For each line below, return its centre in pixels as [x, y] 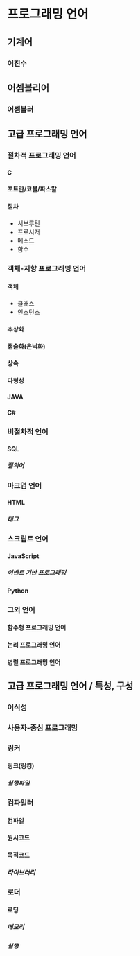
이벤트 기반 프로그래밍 [37, 573]
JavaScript [23, 556]
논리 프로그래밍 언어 [34, 645]
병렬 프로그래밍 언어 [34, 662]
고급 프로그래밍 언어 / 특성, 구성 [70, 686]
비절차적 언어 [28, 432]
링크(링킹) [21, 766]
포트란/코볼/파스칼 [32, 189]
